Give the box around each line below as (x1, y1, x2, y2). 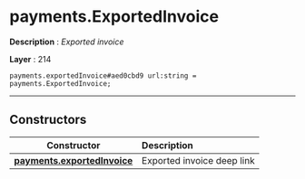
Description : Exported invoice (9, 36, 124, 47)
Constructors (9, 112, 87, 127)
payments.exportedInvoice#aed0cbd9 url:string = (9, 71, 197, 80)
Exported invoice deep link (142, 154, 256, 166)
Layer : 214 (9, 53, 52, 64)
